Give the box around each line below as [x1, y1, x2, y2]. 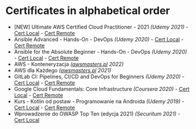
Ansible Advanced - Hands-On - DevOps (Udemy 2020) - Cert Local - [13, 36, 184, 43]
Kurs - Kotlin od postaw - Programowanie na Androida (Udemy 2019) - [13, 97, 184, 104]
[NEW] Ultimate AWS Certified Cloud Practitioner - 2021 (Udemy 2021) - [13, 23, 188, 30]
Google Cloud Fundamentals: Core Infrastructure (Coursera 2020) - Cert [13, 85, 190, 92]
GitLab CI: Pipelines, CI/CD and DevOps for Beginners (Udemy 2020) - [13, 73, 185, 80]
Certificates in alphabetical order [5, 4, 170, 18]
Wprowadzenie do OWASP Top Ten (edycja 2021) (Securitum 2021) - [13, 110, 181, 117]
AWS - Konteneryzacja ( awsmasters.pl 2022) [13, 60, 124, 68]
